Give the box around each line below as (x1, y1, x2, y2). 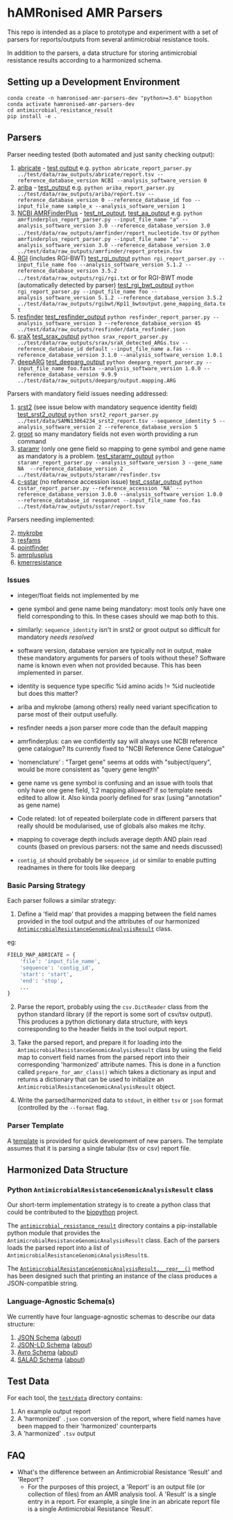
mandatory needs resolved (17, 633, 94, 641)
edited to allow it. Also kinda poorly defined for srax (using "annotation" (17, 793, 223, 801)
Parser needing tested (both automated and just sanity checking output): (7, 150, 215, 158)
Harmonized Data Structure (7, 1164, 128, 1176)
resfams (17, 536, 41, 544)
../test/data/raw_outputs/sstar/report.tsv (17, 503, 146, 510)
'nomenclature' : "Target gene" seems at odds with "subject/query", (17, 758, 212, 766)
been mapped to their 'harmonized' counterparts (17, 1422, 157, 1430)
